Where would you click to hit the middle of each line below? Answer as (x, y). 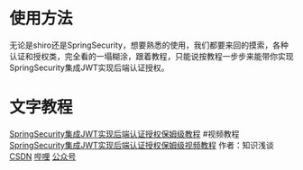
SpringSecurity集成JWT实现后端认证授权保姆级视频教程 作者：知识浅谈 (142, 145)
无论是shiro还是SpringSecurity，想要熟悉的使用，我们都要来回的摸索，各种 (149, 45)
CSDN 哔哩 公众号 (43, 156)
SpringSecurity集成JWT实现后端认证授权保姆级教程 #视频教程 (124, 134)
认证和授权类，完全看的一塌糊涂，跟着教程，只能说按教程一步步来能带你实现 (151, 56)
